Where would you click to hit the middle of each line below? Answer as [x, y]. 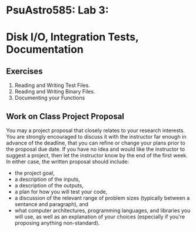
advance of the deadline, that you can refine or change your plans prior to [96, 143]
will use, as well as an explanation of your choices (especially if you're [100, 217]
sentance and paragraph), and [52, 204]
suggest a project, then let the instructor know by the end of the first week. [97, 155]
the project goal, [34, 173]
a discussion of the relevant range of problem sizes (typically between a [102, 198]
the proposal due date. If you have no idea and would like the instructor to [96, 149]
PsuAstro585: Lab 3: [57, 10]
